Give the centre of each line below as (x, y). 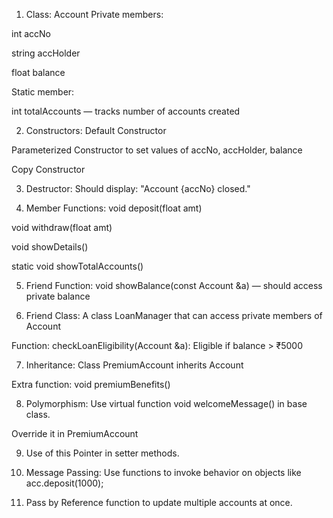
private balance (58, 296)
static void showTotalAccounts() (77, 266)
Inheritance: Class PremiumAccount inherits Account (134, 365)
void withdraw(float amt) (62, 227)
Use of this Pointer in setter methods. (102, 453)
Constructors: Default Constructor (96, 130)
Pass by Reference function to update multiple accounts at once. (159, 502)
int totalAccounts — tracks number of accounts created (126, 111)
